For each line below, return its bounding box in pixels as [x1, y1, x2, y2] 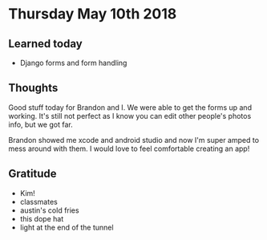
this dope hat [19, 214, 64, 223]
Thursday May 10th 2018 [8, 5, 177, 23]
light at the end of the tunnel [19, 222, 114, 232]
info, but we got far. [8, 120, 74, 129]
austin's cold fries [19, 205, 79, 215]
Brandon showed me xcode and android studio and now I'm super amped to [8, 135, 259, 144]
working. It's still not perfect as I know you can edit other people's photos [8, 111, 252, 120]
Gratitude [8, 167, 58, 181]
